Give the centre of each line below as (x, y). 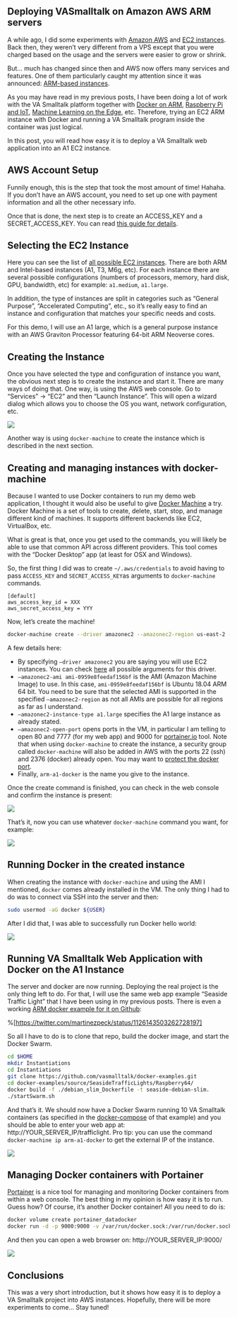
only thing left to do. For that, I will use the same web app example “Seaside (117, 994)
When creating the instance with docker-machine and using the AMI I (107, 881)
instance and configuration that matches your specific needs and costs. (112, 314)
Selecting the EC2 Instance (68, 246)
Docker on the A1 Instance (66, 970)
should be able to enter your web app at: (66, 1125)
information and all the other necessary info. (72, 202)
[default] (22, 596)
